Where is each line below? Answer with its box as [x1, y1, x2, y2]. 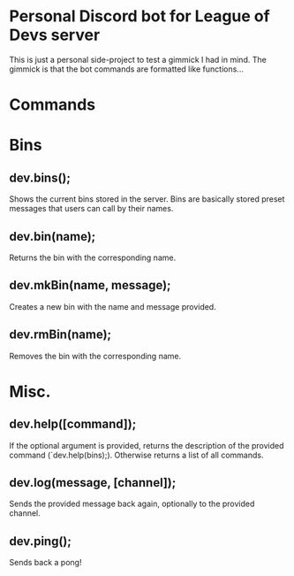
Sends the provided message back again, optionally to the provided [9, 498, 255, 510]
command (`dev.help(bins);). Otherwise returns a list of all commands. [9, 449, 264, 460]
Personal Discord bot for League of [9, 6, 271, 27]
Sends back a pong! [9, 557, 82, 568]
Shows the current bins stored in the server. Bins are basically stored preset [9, 194, 285, 204]
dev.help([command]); [9, 417, 137, 432]
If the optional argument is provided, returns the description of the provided [9, 440, 284, 450]
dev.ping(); [9, 534, 72, 549]
